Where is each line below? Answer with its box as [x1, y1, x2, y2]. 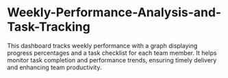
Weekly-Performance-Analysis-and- [7, 5, 222, 20]
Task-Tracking [7, 19, 90, 35]
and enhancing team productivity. [7, 63, 102, 71]
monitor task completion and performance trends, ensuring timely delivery [7, 56, 217, 64]
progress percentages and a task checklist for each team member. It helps [7, 49, 217, 57]
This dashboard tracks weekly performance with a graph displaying [7, 41, 198, 50]
